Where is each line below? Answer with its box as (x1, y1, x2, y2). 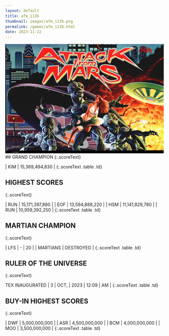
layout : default (5, 8, 39, 13)
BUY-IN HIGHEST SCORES (5, 297, 89, 305)
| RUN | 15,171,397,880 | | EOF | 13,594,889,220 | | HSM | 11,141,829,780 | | (5, 201, 157, 208)
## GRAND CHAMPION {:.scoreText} (5, 154, 81, 160)
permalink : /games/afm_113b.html (5, 24, 75, 29)
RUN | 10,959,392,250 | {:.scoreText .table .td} (5, 207, 101, 213)
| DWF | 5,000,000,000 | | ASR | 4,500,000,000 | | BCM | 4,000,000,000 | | (5, 320, 160, 326)
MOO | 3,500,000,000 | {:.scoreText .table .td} (5, 325, 101, 331)
